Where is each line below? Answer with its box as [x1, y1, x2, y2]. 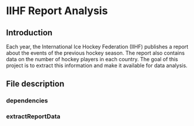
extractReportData [6, 112, 61, 121]
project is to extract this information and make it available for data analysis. [6, 62, 188, 69]
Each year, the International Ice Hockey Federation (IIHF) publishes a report [6, 43, 189, 50]
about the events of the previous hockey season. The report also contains [6, 49, 185, 57]
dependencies [6, 97, 48, 105]
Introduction [6, 28, 53, 38]
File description [6, 79, 65, 89]
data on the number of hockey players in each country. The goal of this [6, 56, 178, 62]
